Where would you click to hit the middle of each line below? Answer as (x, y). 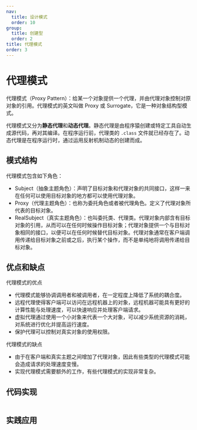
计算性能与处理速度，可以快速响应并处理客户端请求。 (79, 310)
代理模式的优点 (24, 282)
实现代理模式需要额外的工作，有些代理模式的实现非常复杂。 (87, 372)
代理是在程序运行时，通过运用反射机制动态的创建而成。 (78, 140)
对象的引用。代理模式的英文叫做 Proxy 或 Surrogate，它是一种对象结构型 (94, 105)
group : (14, 28)
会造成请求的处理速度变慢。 (48, 364)
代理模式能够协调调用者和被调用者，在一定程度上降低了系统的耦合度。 (100, 295)
